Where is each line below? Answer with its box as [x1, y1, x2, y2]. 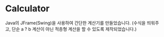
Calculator [5, 3, 50, 14]
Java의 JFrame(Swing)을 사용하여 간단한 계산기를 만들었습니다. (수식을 [5, 20, 146, 26]
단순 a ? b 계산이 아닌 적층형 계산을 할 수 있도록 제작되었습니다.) [12, 26, 137, 32]
